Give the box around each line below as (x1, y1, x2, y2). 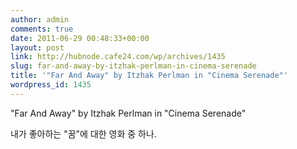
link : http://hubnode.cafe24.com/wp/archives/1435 (10, 52, 226, 62)
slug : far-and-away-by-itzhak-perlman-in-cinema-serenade (10, 61, 257, 71)
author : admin (10, 14, 70, 25)
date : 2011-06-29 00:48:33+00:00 (10, 33, 150, 43)
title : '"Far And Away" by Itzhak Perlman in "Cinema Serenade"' (10, 71, 288, 81)
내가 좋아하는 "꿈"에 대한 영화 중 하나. (10, 127, 157, 140)
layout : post (10, 42, 65, 53)
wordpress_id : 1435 (10, 80, 92, 90)
